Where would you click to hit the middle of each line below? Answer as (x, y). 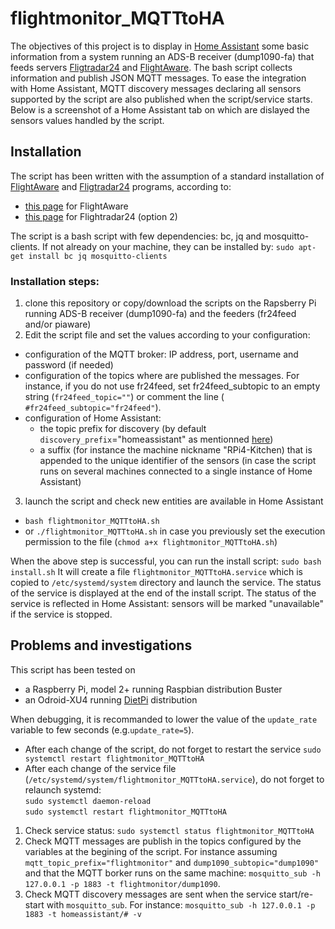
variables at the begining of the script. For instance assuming (151, 851)
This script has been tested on (73, 669)
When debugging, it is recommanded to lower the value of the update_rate (164, 719)
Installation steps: (55, 281)
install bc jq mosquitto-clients (98, 256)
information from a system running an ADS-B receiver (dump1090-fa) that (162, 56)
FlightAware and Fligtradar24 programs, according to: (121, 186)
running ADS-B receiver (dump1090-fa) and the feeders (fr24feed (160, 314)
